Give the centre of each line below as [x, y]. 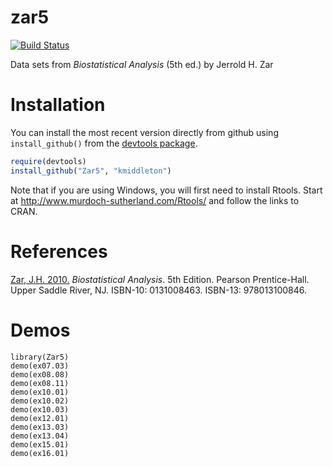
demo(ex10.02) [40, 401]
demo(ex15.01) [40, 444]
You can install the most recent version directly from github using [144, 132]
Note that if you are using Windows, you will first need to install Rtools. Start [166, 190]
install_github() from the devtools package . [104, 143]
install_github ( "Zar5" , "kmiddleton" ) [91, 171]
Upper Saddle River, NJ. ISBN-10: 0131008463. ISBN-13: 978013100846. [159, 290]
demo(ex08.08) [40, 374]
